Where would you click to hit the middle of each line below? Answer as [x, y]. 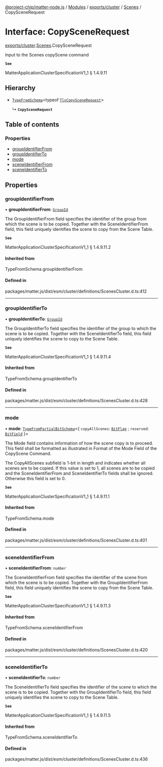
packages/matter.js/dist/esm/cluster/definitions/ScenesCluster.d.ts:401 [76, 540]
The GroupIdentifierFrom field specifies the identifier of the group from [76, 219]
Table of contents [32, 124]
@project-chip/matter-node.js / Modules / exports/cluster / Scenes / [73, 7]
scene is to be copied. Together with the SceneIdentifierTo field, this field [78, 334]
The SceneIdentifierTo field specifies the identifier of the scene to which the [81, 687]
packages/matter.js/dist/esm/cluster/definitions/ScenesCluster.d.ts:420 [76, 650]
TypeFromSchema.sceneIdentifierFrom [44, 628]
